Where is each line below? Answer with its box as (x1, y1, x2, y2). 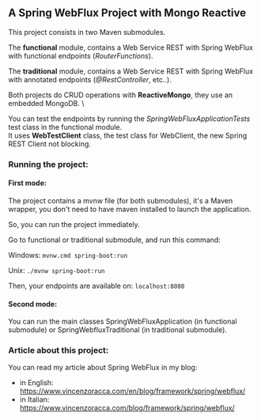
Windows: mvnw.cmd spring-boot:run (8, 250, 128, 259)
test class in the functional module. (8, 122, 123, 131)
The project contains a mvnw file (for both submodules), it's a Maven (8, 195, 233, 205)
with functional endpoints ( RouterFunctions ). (8, 51, 153, 60)
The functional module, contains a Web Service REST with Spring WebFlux (8, 43, 253, 52)
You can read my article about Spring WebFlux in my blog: (8, 363, 198, 373)
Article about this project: (8, 345, 109, 356)
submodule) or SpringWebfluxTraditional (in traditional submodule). (8, 325, 228, 335)
